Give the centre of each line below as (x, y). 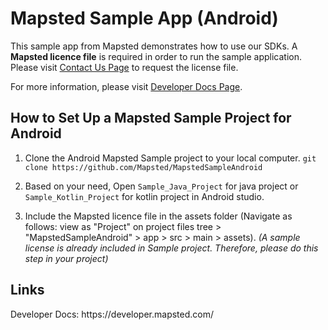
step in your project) (66, 258)
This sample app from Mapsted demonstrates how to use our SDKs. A (154, 46)
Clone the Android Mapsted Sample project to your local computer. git (170, 158)
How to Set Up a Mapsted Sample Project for (151, 118)
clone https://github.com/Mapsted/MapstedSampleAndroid (143, 167)
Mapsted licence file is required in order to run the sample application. (156, 56)
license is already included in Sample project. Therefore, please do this (171, 248)
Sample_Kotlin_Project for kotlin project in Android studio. (144, 196)
